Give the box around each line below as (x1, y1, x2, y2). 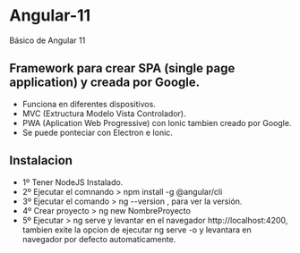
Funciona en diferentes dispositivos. (21, 98, 157, 109)
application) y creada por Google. (9, 75, 200, 90)
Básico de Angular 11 (9, 35, 86, 46)
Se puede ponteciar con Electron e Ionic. (21, 127, 173, 138)
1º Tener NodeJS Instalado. (21, 176, 124, 188)
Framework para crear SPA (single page (9, 61, 236, 76)
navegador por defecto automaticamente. (21, 233, 176, 244)
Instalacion (9, 153, 73, 168)
